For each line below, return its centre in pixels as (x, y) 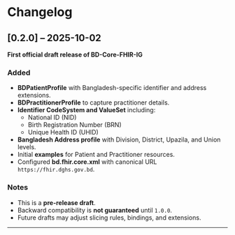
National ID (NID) (52, 117)
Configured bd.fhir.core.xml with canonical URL (87, 162)
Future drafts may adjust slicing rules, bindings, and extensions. (109, 218)
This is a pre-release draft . (56, 202)
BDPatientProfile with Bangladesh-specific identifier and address (112, 88)
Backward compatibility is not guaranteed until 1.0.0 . (95, 210)
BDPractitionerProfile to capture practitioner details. (93, 103)
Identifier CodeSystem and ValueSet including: (86, 110)
